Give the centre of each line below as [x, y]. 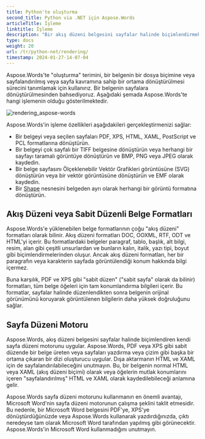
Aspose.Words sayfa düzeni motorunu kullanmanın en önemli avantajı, [95, 397]
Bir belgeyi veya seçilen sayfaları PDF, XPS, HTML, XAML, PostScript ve [106, 136]
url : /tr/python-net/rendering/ [47, 52]
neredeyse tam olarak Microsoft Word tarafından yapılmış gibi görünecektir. [101, 423]
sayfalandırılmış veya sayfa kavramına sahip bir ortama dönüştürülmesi [95, 81]
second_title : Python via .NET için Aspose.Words [71, 18]
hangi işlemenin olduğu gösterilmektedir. [57, 101]
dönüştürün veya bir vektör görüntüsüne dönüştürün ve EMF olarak [99, 175]
